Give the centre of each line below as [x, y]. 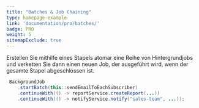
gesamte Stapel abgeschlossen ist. [51, 70]
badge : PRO [20, 29]
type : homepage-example [37, 18]
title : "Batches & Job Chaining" [49, 12]
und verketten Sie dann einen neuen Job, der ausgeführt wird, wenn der [97, 64]
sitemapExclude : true [34, 40]
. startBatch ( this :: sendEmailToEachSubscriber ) [78, 87]
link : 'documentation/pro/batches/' [53, 23]
